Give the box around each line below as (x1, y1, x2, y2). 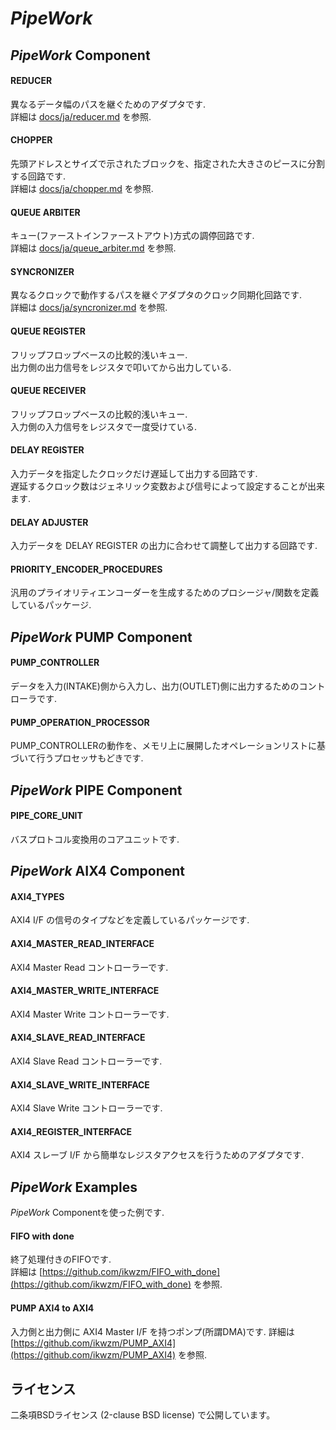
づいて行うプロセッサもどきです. (10, 752, 144, 764)
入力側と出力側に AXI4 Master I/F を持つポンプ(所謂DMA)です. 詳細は (10, 1325, 295, 1337)
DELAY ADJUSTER (10, 516, 89, 528)
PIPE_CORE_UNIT (10, 810, 83, 822)
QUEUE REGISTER (10, 325, 86, 337)
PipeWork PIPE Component (10, 782, 183, 799)
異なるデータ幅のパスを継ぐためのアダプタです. (10, 98, 207, 110)
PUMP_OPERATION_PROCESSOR (10, 716, 150, 728)
